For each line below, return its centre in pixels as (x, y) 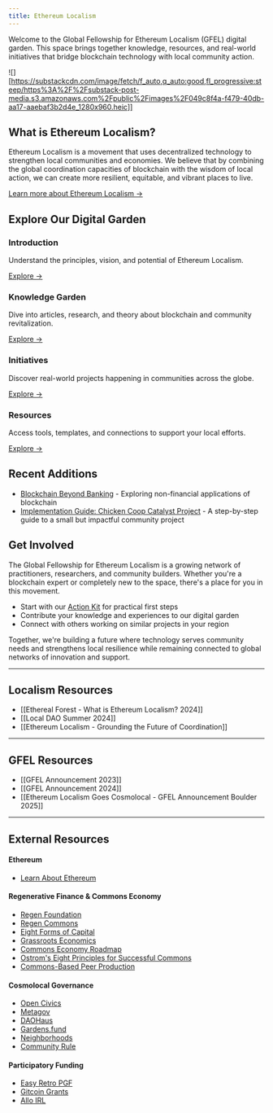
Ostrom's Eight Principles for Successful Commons (106, 958)
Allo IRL (33, 1101)
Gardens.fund (43, 1029)
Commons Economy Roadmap (71, 949)
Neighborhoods (46, 1038)
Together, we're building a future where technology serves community (126, 639)
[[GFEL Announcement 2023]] (71, 780)
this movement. (35, 590)
